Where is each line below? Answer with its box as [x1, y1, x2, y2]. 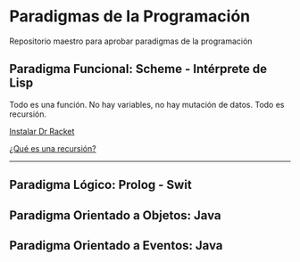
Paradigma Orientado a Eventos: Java [9, 238, 223, 253]
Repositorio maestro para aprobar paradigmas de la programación [9, 36, 253, 46]
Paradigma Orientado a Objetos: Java [9, 208, 221, 223]
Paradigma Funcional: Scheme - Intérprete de [9, 61, 268, 77]
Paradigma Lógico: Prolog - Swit [9, 177, 192, 192]
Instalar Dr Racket [9, 126, 75, 136]
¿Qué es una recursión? [9, 143, 96, 153]
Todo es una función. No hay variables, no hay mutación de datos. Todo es [9, 99, 285, 110]
